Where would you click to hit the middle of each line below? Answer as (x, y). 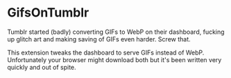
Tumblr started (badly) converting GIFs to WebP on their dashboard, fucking (116, 32)
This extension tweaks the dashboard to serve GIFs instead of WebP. (106, 52)
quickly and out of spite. (42, 67)
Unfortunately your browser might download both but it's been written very (114, 59)
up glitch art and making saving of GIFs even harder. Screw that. (99, 39)
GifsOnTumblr (48, 13)
